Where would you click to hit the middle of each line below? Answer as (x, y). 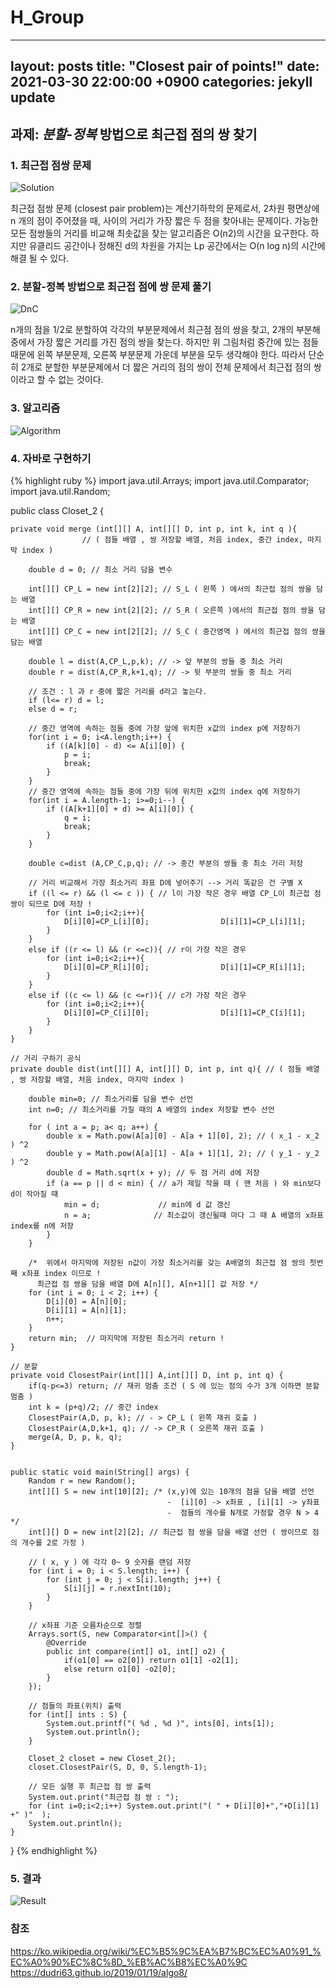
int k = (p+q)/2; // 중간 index (93, 1407)
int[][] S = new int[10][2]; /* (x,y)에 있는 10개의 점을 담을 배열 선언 (171, 1491)
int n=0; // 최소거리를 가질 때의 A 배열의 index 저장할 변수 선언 (151, 1109)
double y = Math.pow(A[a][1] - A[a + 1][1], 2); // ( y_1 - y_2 (183, 1153)
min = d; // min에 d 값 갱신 (147, 1204)
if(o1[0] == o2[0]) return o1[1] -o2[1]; (151, 1660)
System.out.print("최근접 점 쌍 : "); (104, 1797)
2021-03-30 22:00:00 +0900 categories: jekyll (161, 82)
